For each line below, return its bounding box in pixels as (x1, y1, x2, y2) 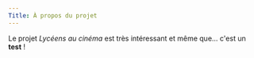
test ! (8, 41, 26, 52)
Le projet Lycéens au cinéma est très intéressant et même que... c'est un (8, 33, 246, 43)
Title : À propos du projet (8, 11, 98, 20)
